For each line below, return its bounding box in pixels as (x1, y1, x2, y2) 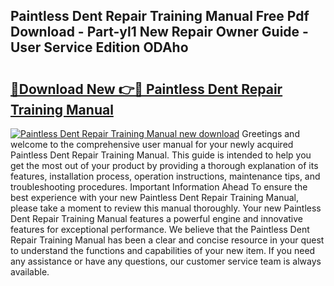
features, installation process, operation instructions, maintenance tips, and (10, 170, 321, 182)
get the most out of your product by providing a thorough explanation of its (10, 160, 319, 171)
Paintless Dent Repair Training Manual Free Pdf (10, 8, 310, 25)
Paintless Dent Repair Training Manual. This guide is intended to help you (10, 149, 312, 161)
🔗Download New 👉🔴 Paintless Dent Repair (10, 80, 283, 98)
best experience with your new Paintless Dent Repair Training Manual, (10, 192, 299, 203)
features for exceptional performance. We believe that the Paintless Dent (10, 224, 310, 235)
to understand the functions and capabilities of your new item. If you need (10, 245, 316, 256)
